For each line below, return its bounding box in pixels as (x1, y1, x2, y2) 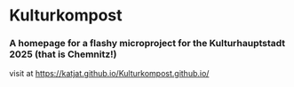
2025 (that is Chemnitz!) (9, 48, 117, 60)
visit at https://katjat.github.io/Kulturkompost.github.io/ (9, 68, 210, 79)
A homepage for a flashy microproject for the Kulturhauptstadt (9, 37, 286, 50)
